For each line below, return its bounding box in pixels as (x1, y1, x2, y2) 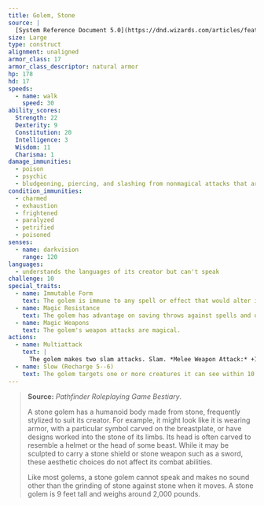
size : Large (8, 33, 47, 42)
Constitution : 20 (15, 128, 72, 136)
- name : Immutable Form (15, 290, 93, 297)
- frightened (15, 209, 58, 217)
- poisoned (15, 231, 51, 239)
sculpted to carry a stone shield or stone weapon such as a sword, (27, 449, 244, 458)
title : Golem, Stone (8, 11, 76, 20)
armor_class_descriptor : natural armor (8, 63, 139, 71)
